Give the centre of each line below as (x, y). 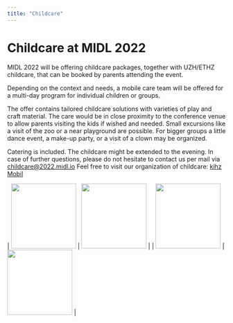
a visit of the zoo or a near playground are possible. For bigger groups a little (116, 131)
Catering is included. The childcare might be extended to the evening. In (110, 151)
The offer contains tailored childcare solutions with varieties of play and (110, 109)
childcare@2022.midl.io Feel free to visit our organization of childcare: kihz (114, 166)
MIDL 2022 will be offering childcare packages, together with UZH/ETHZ (111, 67)
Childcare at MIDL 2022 (77, 47)
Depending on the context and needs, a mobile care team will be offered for (115, 88)
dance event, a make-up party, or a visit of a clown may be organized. (107, 138)
